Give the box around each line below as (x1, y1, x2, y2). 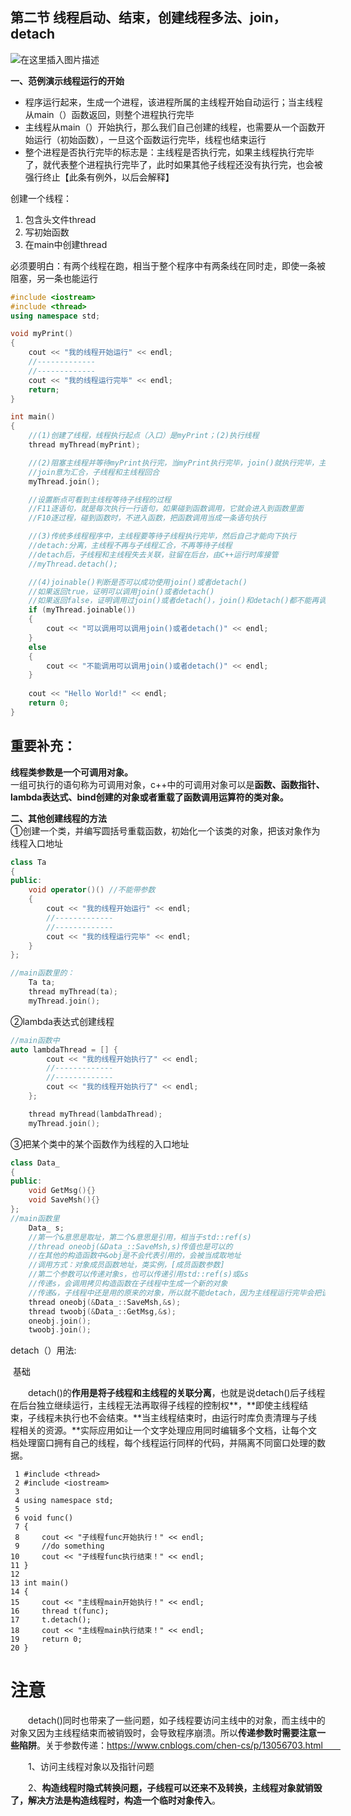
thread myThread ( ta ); (28, 987, 118, 997)
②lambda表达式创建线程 (10, 1015, 115, 1027)
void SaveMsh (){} (28, 1195, 101, 1205)
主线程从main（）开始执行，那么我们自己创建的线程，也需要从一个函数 (24, 121, 317, 133)
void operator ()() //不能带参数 (28, 885, 156, 895)
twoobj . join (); (28, 1325, 92, 1335)
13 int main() (10, 1578, 70, 1588)
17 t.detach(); (10, 1615, 92, 1625)
